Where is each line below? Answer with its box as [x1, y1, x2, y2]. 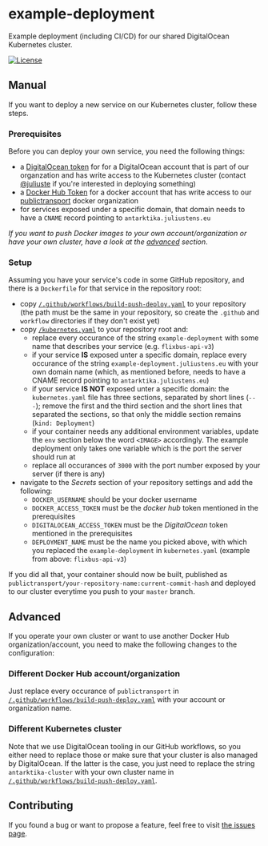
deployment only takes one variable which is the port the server [31, 443, 242, 453]
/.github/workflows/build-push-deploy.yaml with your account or [8, 695, 226, 704]
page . [8, 828, 28, 838]
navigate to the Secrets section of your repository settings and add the [19, 478, 254, 487]
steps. [8, 108, 29, 118]
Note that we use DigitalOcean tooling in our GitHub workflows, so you [8, 741, 242, 751]
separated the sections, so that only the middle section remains [31, 410, 242, 419]
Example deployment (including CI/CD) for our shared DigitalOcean [8, 31, 230, 41]
